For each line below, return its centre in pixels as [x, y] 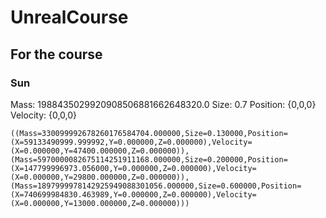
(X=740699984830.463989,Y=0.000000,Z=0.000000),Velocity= [133, 194]
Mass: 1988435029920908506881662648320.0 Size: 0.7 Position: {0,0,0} [163, 104]
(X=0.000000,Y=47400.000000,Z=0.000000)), [100, 151]
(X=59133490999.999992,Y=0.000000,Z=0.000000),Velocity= [131, 142]
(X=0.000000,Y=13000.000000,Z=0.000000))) [100, 203]
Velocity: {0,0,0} [44, 115]
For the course [56, 54]
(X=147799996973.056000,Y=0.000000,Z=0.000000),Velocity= [133, 168]
